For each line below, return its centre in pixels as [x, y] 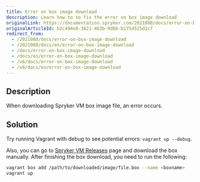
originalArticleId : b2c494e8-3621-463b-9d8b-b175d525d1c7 [79, 28]
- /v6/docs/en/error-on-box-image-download [66, 67]
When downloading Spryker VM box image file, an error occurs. [84, 106]
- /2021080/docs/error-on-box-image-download [69, 39]
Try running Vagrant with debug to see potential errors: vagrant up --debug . [99, 139]
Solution [22, 124]
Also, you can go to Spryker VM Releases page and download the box [92, 150]
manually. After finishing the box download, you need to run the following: [97, 157]
